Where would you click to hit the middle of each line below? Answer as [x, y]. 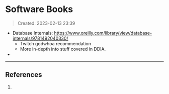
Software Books [39, 9]
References [24, 75]
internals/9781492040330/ [40, 38]
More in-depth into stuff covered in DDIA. [63, 49]
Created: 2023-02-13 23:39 [46, 23]
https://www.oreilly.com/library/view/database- [103, 33]
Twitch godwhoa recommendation [56, 43]
